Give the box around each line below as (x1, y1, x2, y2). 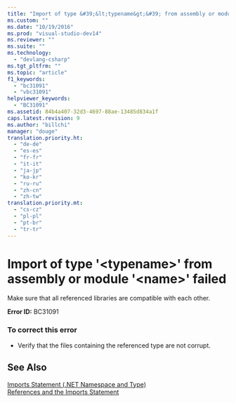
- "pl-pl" (13, 213, 42, 220)
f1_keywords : (7, 75, 46, 83)
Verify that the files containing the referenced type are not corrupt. (17, 341, 211, 350)
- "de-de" (13, 141, 42, 148)
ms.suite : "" (7, 43, 46, 50)
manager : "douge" (7, 128, 58, 135)
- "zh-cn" (13, 187, 42, 194)
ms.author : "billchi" (7, 121, 71, 128)
